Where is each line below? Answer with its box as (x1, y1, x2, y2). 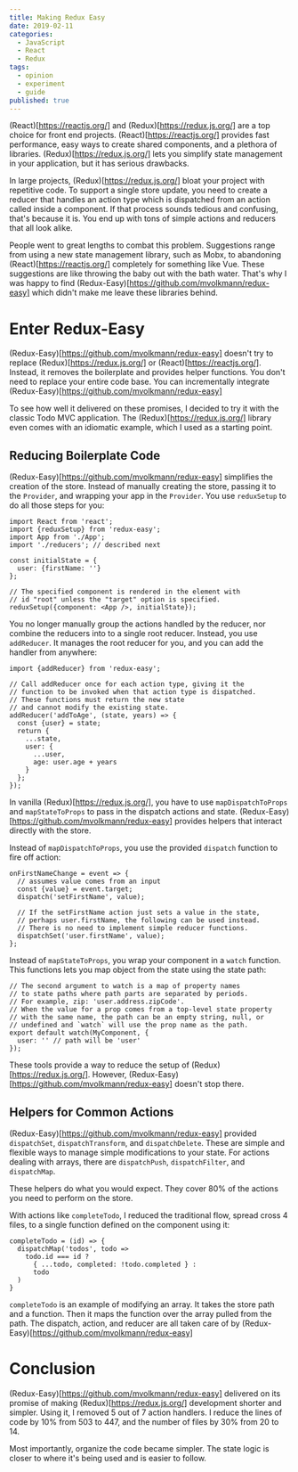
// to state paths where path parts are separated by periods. (9, 990, 249, 999)
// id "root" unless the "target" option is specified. (9, 595, 221, 604)
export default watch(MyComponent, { (9, 1028, 149, 1038)
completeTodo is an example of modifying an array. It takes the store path (9, 1298, 275, 1310)
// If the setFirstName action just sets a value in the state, (17, 908, 261, 918)
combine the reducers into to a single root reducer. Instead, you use (9, 628, 258, 639)
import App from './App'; (9, 533, 105, 542)
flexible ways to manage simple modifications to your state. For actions (9, 1147, 270, 1157)
